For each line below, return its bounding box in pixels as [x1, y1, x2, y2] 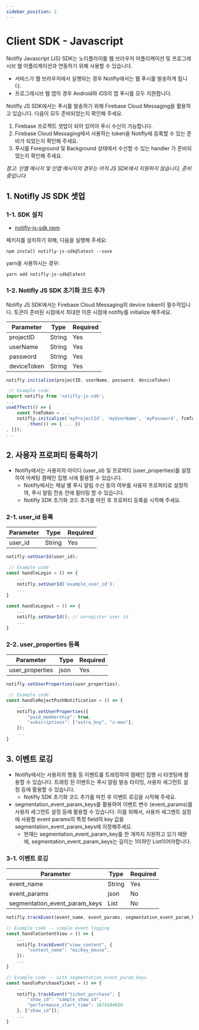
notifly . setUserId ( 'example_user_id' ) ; [17, 581, 115, 587]
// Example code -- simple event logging [6, 925, 110, 931]
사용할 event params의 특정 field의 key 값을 [21, 815, 124, 823]
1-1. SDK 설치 [6, 210, 43, 219]
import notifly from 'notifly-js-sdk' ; [6, 393, 105, 399]
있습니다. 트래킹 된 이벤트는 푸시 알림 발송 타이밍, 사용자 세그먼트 [32, 778, 182, 785]
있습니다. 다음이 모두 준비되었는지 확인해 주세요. [12, 109, 123, 116]
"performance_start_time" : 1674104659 [27, 1002, 123, 1008]
